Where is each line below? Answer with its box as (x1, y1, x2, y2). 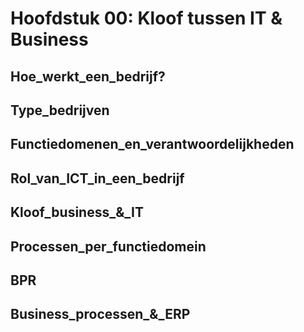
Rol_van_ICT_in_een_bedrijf (10, 170, 185, 187)
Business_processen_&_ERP (10, 306, 191, 323)
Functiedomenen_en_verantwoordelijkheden (10, 136, 295, 153)
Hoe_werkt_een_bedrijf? (10, 68, 166, 85)
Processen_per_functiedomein (10, 238, 207, 255)
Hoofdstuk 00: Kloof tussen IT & (10, 7, 283, 30)
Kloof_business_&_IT (10, 204, 144, 221)
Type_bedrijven (10, 102, 110, 119)
